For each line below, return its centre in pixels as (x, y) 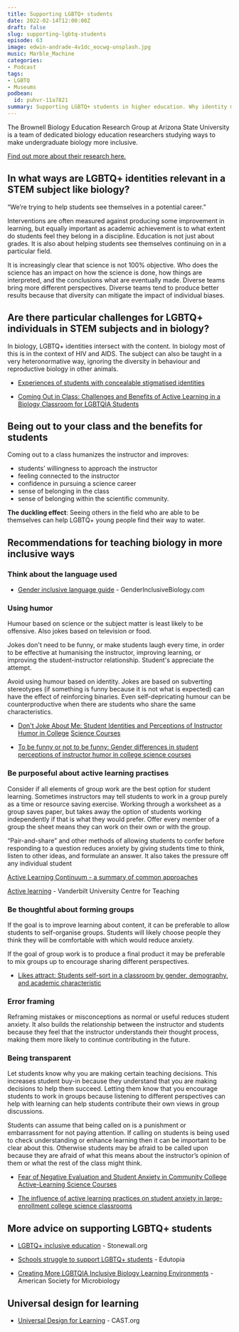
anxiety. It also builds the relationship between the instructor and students (116, 1025)
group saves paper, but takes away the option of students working (105, 811)
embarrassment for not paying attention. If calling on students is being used (118, 1133)
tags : (15, 73)
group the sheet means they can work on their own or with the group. (109, 827)
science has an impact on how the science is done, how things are (105, 273)
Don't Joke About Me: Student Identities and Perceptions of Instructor (120, 726)
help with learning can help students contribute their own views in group (113, 1104)
